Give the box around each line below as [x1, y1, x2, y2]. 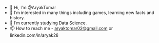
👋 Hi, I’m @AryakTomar [9, 5, 56, 10]
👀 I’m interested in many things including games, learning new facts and [9, 10, 155, 15]
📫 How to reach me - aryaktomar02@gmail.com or [9, 26, 113, 31]
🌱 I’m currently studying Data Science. [9, 20, 87, 26]
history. [9, 15, 25, 20]
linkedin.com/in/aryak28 [9, 32, 59, 38]
